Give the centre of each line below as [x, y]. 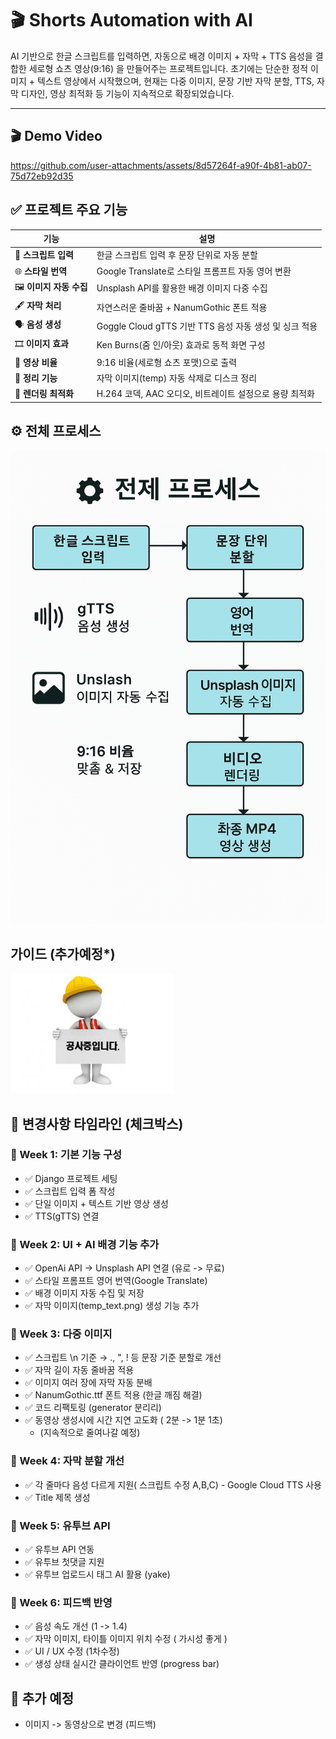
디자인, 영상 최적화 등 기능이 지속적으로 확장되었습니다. [127, 93]
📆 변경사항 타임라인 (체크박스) [97, 1123]
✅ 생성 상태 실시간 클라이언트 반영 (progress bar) [122, 1664]
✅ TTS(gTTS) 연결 [62, 1216]
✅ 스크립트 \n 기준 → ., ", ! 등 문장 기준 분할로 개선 [123, 1358]
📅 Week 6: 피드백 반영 [61, 1602]
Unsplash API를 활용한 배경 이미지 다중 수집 [182, 288]
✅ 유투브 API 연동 [59, 1549]
